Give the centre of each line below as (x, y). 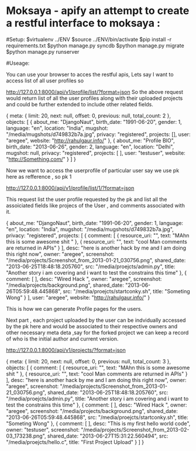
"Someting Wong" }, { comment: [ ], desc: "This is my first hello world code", (98, 423)
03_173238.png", (26, 436)
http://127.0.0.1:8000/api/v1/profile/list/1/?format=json (70, 188)
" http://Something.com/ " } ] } (41, 159)
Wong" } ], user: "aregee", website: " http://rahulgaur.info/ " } (78, 297)
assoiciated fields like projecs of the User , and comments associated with (96, 205)
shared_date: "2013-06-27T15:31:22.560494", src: (108, 436)
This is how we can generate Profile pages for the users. (74, 308)
